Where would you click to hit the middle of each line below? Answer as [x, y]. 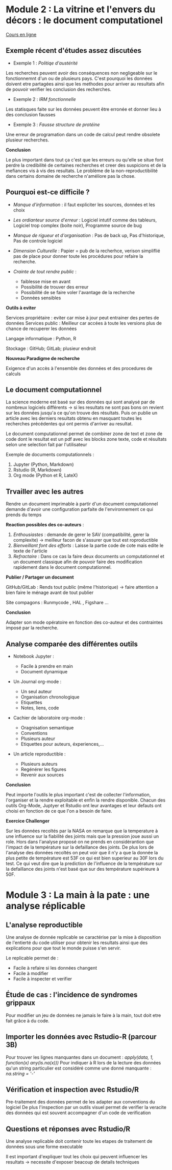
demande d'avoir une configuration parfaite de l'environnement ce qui [80, 509]
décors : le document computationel [84, 20]
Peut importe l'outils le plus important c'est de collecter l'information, [78, 795]
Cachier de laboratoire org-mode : [49, 718]
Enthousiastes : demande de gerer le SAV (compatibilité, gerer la [81, 535]
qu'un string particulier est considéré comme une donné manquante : [79, 1068]
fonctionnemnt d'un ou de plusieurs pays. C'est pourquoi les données [79, 78]
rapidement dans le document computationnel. [62, 567]
